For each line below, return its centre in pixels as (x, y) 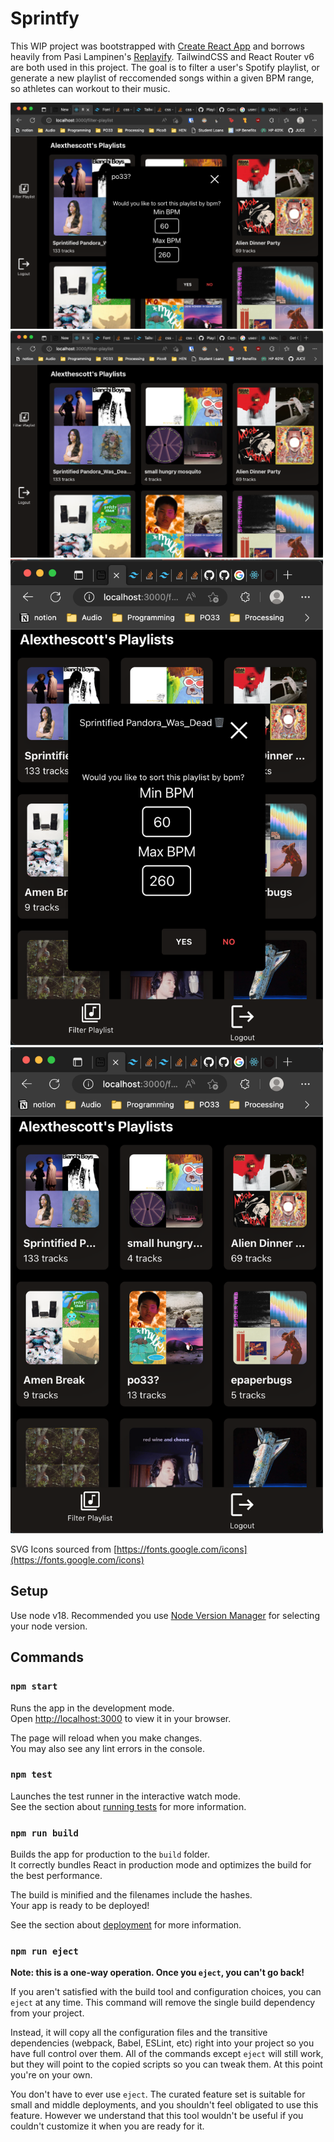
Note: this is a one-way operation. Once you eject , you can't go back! (157, 1973)
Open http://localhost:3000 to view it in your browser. (121, 1718)
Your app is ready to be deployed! (80, 1906)
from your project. (47, 2013)
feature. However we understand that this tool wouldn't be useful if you (157, 2116)
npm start (34, 1686)
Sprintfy (45, 18)
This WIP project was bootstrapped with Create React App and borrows (157, 46)
